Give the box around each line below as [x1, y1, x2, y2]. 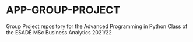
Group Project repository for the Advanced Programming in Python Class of [6, 23, 188, 30]
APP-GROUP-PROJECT [6, 3, 121, 17]
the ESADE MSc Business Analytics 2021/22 [6, 29, 112, 36]
